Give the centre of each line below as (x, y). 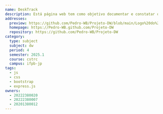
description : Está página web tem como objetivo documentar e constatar (80, 14)
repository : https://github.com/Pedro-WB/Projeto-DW (64, 32)
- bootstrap (22, 81)
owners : (13, 91)
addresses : (16, 18)
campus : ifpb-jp (26, 64)
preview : (18, 23)
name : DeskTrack (21, 9)
